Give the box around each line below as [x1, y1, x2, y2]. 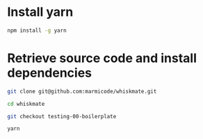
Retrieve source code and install [7, 50, 197, 66]
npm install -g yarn [7, 27, 67, 34]
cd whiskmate [7, 100, 45, 107]
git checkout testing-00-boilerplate [7, 113, 117, 120]
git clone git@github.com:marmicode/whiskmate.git [7, 88, 157, 95]
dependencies [7, 65, 92, 80]
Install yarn [7, 4, 74, 20]
